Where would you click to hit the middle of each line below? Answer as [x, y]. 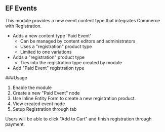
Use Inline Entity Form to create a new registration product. [74, 98]
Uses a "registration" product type [56, 46]
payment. [15, 124]
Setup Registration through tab [45, 109]
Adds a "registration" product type [49, 57]
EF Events [21, 8]
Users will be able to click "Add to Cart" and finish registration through [78, 119]
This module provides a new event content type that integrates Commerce [83, 20]
